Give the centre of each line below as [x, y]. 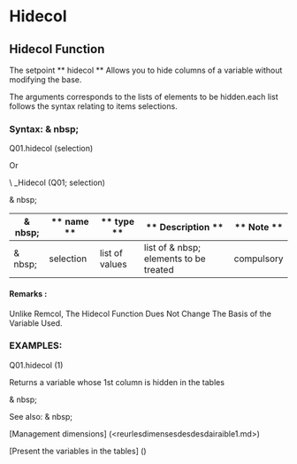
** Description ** [184, 228]
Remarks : [28, 293]
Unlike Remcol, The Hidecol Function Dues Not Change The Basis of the [141, 313]
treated [159, 270]
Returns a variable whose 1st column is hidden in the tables [117, 382]
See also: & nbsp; [41, 416]
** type [118, 221]
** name [70, 221]
